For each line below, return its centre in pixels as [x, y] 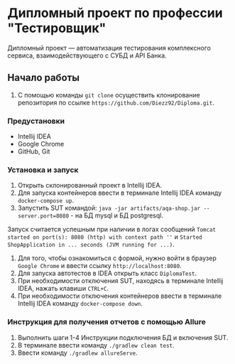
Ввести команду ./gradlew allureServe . [78, 353]
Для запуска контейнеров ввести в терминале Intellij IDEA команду [120, 193]
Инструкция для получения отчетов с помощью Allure [106, 322]
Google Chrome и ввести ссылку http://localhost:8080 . [100, 266]
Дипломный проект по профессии [115, 13]
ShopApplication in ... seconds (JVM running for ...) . [91, 245]
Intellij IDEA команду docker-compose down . [80, 304]
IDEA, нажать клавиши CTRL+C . [63, 289]
